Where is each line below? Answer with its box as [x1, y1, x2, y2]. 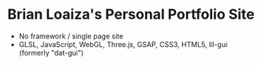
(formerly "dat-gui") [18, 48, 84, 57]
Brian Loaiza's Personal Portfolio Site [7, 5, 255, 23]
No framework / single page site [18, 31, 124, 41]
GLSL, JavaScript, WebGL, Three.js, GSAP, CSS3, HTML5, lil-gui [18, 39, 228, 49]
